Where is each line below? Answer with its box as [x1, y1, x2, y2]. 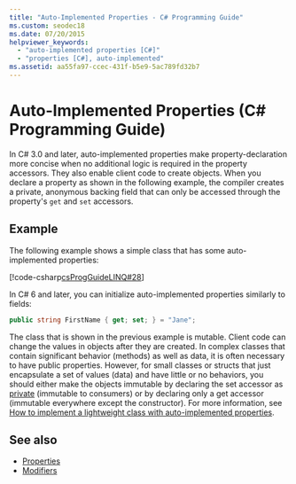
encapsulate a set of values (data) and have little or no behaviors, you [9, 369, 264, 379]
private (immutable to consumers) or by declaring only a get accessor [9, 387, 264, 399]
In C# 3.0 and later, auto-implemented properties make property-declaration [9, 148, 288, 160]
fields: [9, 298, 33, 308]
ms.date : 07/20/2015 [9, 29, 86, 38]
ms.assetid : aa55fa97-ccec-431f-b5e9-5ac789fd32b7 [9, 63, 200, 72]
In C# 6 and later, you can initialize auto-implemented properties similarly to [9, 289, 286, 300]
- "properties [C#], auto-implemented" [17, 54, 165, 63]
